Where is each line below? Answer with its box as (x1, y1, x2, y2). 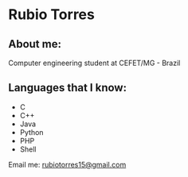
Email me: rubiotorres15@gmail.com (8, 160, 127, 169)
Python (19, 127, 44, 137)
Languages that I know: (8, 81, 127, 94)
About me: (8, 37, 62, 51)
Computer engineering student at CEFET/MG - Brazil (8, 58, 181, 67)
